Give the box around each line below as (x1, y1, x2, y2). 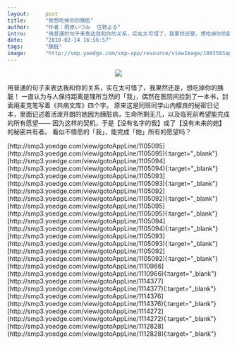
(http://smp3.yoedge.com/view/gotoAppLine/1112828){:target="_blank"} (7, 329, 217, 338)
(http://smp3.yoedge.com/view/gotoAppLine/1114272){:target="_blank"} (7, 314, 217, 322)
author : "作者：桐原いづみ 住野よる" (7, 23, 121, 30)
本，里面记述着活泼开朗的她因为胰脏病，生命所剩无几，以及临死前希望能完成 (7, 110, 230, 118)
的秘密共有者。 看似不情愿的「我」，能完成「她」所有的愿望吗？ (7, 127, 192, 136)
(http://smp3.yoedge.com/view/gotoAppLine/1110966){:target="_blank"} (7, 269, 217, 278)
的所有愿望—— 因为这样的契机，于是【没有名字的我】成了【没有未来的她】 (7, 118, 226, 127)
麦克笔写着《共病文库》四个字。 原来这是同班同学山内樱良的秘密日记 (19, 100, 219, 110)
